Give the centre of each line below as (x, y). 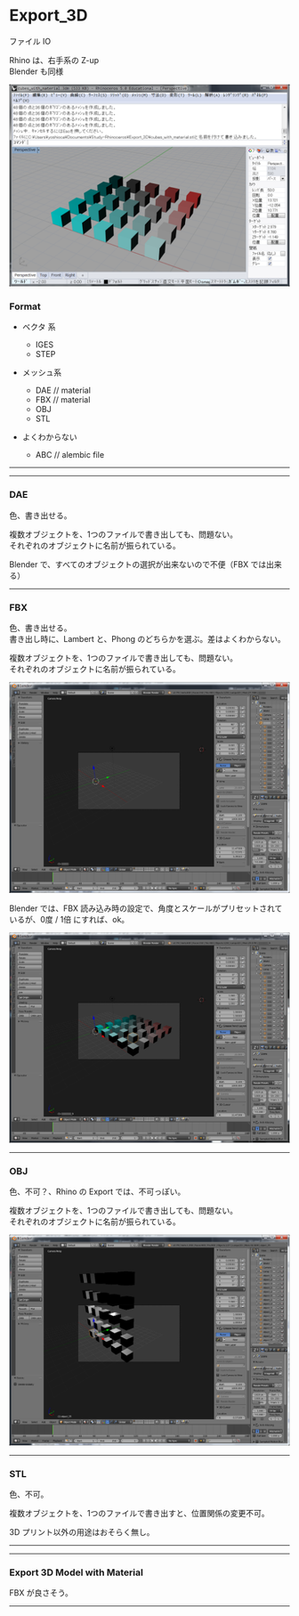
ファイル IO (30, 41)
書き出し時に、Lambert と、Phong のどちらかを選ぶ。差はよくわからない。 (148, 639)
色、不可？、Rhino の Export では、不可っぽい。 (97, 1192)
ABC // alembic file (70, 455)
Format (25, 306)
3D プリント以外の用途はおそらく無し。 (82, 1532)
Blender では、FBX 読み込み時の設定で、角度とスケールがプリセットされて (146, 908)
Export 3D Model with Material (77, 1572)
